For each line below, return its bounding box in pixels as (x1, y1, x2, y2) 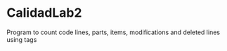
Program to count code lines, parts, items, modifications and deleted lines (6, 28, 221, 36)
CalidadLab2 (6, 5, 82, 21)
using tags (6, 35, 37, 43)
